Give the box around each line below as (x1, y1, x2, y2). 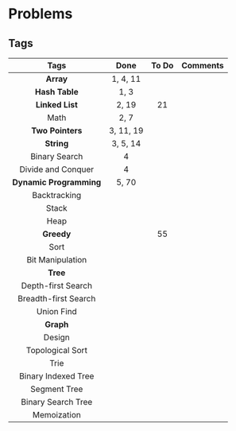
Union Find (36, 306, 77, 316)
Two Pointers (31, 125, 83, 136)
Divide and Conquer (19, 164, 95, 175)
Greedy (42, 228, 72, 239)
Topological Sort (25, 345, 87, 355)
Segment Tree (30, 383, 83, 394)
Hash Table (34, 87, 79, 97)
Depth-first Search (21, 280, 93, 291)
